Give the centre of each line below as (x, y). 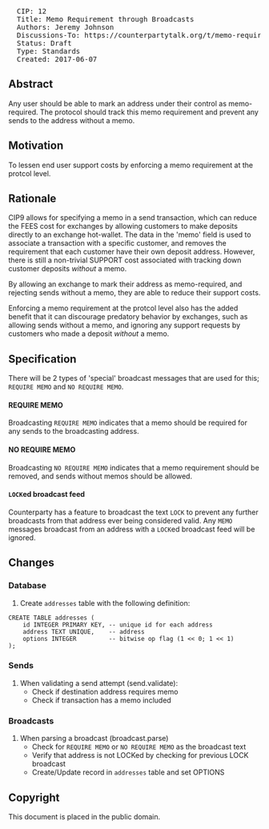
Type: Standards (48, 51)
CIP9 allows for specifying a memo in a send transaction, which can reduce (133, 218)
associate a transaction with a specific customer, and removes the (117, 243)
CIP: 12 (31, 11)
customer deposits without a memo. (68, 269)
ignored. (22, 537)
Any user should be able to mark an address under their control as (117, 103)
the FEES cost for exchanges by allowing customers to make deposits (123, 226)
